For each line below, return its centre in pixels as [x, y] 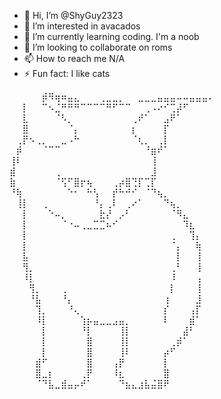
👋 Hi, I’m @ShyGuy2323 [73, 15]
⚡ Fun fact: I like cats [67, 73]
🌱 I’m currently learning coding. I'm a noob [111, 36]
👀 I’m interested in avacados [82, 26]
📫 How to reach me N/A [74, 58]
